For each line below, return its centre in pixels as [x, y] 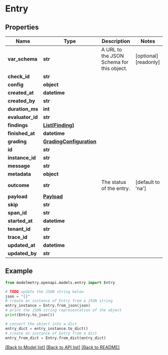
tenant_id [19, 229]
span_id [17, 213]
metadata [19, 174]
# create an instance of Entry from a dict [51, 333]
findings [18, 125]
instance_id [22, 158]
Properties [22, 27]
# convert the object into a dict [41, 324]
